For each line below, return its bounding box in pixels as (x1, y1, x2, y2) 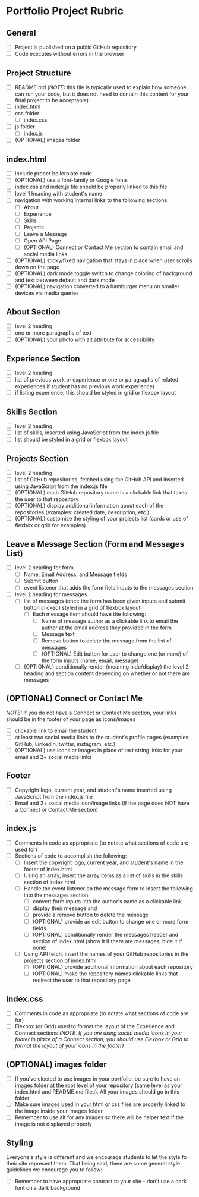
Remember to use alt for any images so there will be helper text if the (14, 1114, 184, 1121)
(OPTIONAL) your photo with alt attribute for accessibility (14, 336, 155, 343)
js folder (14, 123, 36, 130)
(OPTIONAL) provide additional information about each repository (32, 963, 193, 971)
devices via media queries (14, 289, 79, 297)
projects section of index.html (23, 957, 97, 964)
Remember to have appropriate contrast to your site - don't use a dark (14, 1178, 187, 1185)
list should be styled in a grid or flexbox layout (14, 436, 128, 443)
